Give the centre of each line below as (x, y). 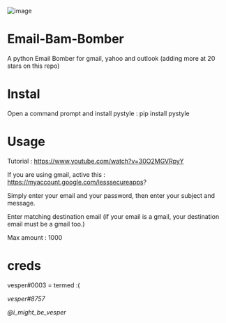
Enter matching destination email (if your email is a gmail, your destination (113, 216)
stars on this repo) (33, 66)
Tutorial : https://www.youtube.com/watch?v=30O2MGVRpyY (96, 161)
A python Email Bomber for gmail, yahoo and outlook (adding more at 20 (111, 58)
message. (21, 203)
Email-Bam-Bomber (66, 39)
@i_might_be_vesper (37, 312)
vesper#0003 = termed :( (44, 285)
